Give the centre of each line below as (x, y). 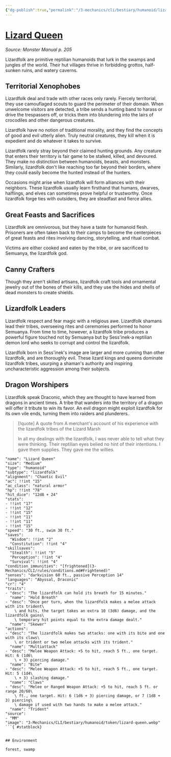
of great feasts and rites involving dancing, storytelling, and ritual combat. (83, 238)
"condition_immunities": (32, 566)
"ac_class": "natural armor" (36, 486)
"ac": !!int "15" (24, 481)
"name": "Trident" (30, 709)
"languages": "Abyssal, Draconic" (42, 579)
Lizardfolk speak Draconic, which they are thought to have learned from (81, 397)
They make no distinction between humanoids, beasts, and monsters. (78, 162)
